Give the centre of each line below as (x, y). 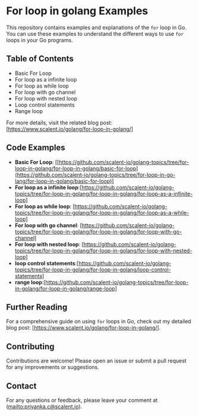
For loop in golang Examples (77, 11)
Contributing (30, 346)
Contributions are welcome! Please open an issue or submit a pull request (97, 361)
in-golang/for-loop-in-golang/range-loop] (66, 288)
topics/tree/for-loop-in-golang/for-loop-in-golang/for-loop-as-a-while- (102, 212)
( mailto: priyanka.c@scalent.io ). (44, 406)
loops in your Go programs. (40, 40)
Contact (21, 386)
